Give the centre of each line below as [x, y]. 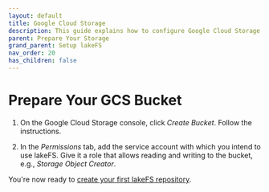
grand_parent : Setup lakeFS [55, 46]
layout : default [35, 16]
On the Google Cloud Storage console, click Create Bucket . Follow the [136, 122]
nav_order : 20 [32, 53]
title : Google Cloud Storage [57, 23]
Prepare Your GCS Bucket [95, 100]
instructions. [41, 131]
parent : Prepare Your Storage [59, 38]
